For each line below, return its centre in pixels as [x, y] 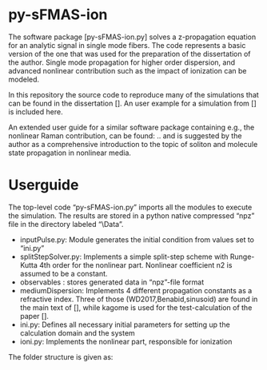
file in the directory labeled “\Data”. [66, 224]
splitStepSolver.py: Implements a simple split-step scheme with [124, 257]
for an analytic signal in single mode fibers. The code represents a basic [127, 45]
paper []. [34, 316]
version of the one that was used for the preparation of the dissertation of [130, 54]
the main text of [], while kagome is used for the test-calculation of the [136, 307]
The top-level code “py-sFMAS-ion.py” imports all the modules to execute [130, 207]
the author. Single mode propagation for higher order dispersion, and [122, 62]
